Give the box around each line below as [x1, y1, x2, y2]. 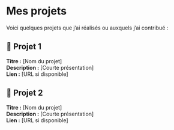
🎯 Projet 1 [6, 42, 42, 52]
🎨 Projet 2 [6, 88, 43, 98]
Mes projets [6, 4, 67, 18]
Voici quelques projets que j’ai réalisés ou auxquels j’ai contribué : [6, 24, 169, 31]
